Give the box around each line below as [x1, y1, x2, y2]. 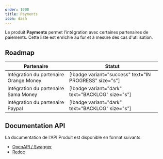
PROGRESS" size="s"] [69, 77, 120, 84]
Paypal [7, 105, 23, 112]
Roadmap [5, 48, 35, 57]
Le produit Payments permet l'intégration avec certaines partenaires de [5, 30, 149, 35]
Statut [105, 63, 120, 70]
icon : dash [5, 16, 27, 21]
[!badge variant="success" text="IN [69, 71, 151, 78]
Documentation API [5, 122, 65, 130]
